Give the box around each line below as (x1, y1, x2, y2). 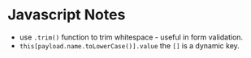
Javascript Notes (7, 6, 126, 24)
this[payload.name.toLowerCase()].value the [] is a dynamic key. (19, 40, 240, 50)
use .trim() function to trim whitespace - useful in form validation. (19, 32, 244, 42)
